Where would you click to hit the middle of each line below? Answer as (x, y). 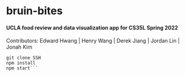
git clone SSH (24, 58)
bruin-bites (35, 11)
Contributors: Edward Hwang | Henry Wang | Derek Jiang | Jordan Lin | (93, 41)
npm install (21, 63)
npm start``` (22, 68)
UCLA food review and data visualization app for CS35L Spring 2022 (92, 27)
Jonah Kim (19, 47)
